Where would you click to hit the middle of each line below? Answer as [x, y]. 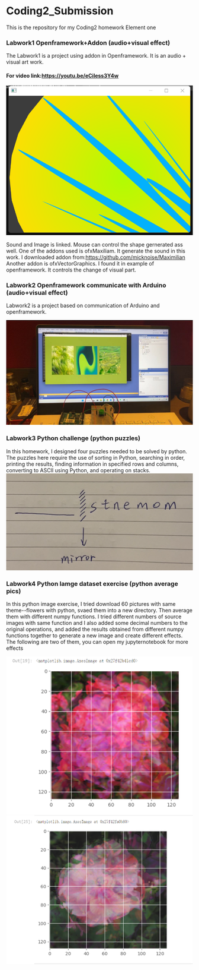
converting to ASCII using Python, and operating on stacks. [78, 470]
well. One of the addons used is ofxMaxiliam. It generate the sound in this [96, 251]
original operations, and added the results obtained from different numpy [95, 629]
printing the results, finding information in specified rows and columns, [92, 464]
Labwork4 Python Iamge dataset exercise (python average [92, 583]
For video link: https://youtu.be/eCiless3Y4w [62, 75]
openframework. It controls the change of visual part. [71, 270]
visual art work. [25, 62]
